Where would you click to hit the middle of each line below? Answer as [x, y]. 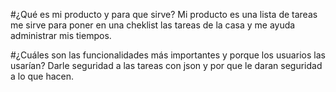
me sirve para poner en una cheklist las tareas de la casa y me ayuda [153, 25]
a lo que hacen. [42, 76]
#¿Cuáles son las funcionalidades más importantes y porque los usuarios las [168, 55]
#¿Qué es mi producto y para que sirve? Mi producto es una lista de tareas [164, 14]
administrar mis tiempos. [61, 35]
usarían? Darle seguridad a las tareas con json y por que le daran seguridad [166, 65]
